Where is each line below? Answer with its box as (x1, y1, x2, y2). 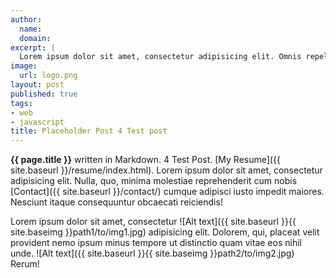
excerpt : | (10, 42, 56, 53)
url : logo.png (19, 71, 78, 81)
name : (19, 24, 43, 34)
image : (10, 61, 38, 71)
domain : (19, 33, 52, 43)
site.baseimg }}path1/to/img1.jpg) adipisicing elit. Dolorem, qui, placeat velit (10, 226, 320, 238)
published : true (10, 89, 78, 99)
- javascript (10, 117, 65, 127)
